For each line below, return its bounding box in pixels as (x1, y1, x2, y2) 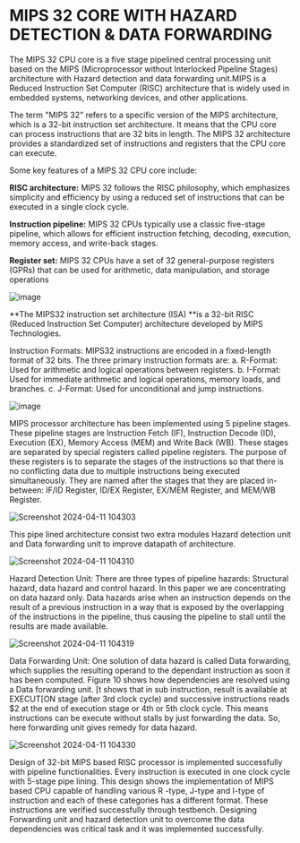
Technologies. (9, 328, 62, 339)
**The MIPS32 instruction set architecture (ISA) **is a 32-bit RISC (9, 308, 254, 319)
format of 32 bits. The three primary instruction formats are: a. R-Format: (9, 355, 279, 366)
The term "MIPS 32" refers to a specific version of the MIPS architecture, (9, 109, 279, 120)
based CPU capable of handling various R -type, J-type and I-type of (9, 785, 265, 796)
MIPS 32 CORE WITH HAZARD (9, 5, 237, 26)
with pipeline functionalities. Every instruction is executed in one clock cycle (9, 766, 291, 777)
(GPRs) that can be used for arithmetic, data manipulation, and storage (9, 264, 270, 275)
